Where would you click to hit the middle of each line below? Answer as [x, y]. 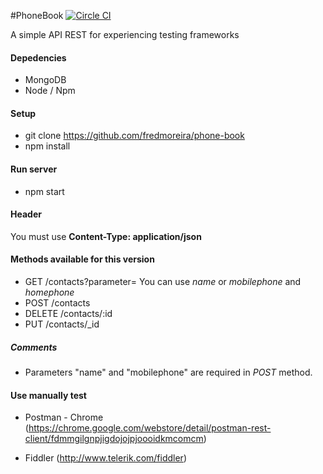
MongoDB [45, 80]
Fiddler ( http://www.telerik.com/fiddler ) [105, 458]
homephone [49, 292]
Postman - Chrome [64, 417]
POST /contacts [57, 303]
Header [26, 214]
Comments [34, 347]
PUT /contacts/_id [62, 324]
